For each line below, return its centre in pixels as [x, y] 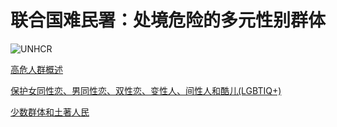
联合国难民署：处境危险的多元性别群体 [168, 20]
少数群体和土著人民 [50, 112]
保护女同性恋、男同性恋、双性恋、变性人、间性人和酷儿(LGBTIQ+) [146, 90]
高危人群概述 [36, 69]
